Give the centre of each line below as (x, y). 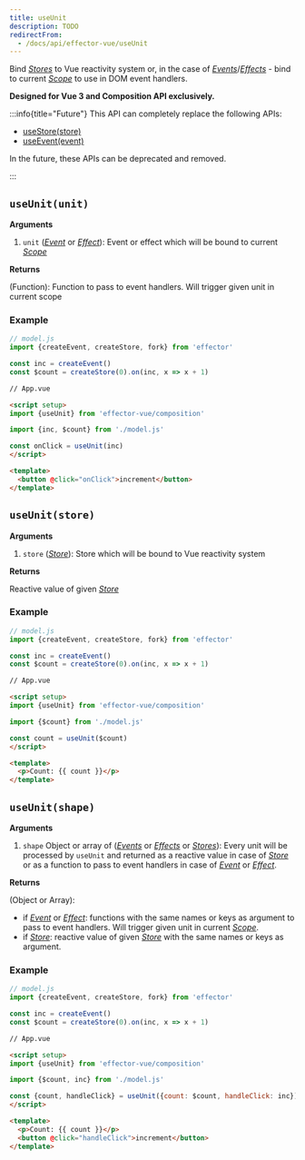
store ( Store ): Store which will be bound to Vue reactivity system (144, 553)
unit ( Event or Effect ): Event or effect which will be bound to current (150, 243)
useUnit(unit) (49, 203)
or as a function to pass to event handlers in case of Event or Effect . (149, 865)
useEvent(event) (53, 141)
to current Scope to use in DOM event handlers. (98, 79)
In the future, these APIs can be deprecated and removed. (118, 159)
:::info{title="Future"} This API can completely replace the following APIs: (146, 114)
